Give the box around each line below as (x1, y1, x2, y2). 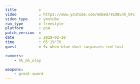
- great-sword (14, 72, 43, 77)
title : (5, 7, 41, 12)
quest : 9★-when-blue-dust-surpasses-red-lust (5, 44, 124, 49)
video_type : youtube (5, 16, 59, 21)
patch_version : (5, 30, 41, 35)
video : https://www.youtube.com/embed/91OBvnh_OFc (5, 12, 135, 17)
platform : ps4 (5, 26, 50, 31)
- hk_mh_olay (14, 58, 41, 63)
